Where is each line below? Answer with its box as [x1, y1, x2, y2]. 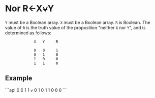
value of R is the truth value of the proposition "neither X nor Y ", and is [5, 24, 146, 30]
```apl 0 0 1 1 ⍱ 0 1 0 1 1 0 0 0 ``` [5, 87, 67, 93]
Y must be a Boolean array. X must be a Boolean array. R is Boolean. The [5, 19, 151, 25]
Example [5, 74, 32, 82]
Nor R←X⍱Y [5, 3, 54, 14]
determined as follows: [5, 30, 52, 36]
